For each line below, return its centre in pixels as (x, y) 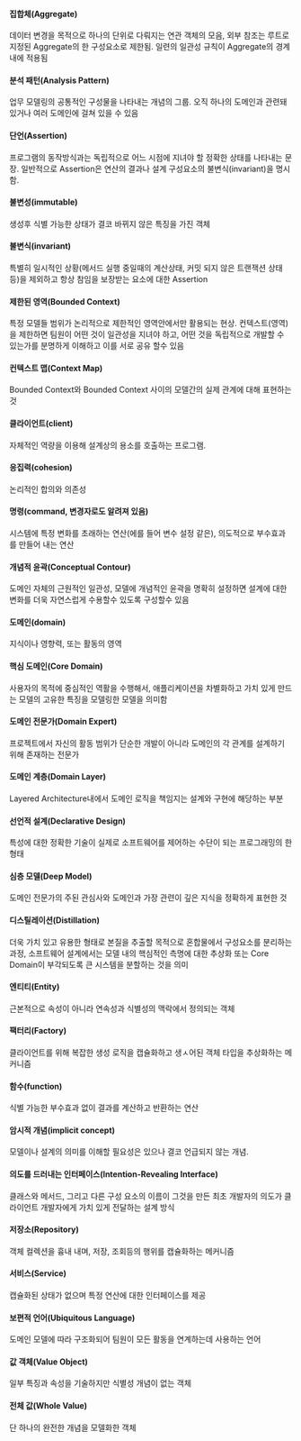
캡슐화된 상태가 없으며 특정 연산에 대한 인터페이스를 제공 (108, 1295)
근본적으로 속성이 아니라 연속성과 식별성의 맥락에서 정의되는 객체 (122, 1008)
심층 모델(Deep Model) (51, 876)
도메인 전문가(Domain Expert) (63, 722)
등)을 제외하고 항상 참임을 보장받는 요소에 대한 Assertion (109, 279)
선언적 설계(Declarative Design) (67, 821)
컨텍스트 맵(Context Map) (56, 368)
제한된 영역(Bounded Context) (65, 301)
